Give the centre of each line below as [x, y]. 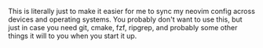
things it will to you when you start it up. [73, 36]
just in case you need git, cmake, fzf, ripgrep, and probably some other [123, 27]
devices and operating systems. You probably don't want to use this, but [125, 19]
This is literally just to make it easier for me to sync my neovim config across [131, 11]
